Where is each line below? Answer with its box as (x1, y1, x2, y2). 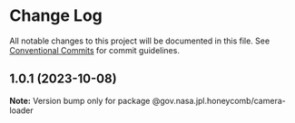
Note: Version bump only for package (9, 95, 151, 106)
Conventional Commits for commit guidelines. (9, 44, 180, 55)
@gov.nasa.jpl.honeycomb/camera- (152, 95, 286, 106)
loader (9, 105, 34, 116)
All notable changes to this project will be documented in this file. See (9, 35, 270, 46)
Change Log (9, 5, 103, 26)
